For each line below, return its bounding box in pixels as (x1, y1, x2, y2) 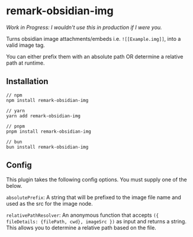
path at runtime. (6, 59, 45, 66)
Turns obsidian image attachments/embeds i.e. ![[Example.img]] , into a (6, 35, 181, 42)
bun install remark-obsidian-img (6, 144, 89, 150)
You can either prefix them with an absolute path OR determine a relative (6, 53, 184, 60)
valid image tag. (6, 41, 46, 49)
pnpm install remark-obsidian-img (6, 129, 92, 134)
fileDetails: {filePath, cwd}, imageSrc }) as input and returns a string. (6, 217, 186, 225)
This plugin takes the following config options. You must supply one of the (6, 176, 188, 183)
